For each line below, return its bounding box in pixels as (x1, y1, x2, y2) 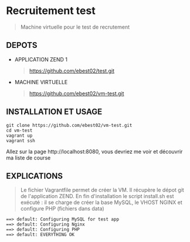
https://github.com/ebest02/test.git (29, 67, 114, 74)
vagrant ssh (6, 137, 35, 144)
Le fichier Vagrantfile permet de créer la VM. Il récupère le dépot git (20, 186, 185, 193)
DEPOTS (6, 40, 38, 50)
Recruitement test (6, 4, 96, 18)
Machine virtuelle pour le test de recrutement (20, 23, 130, 30)
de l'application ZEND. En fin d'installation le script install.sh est (20, 193, 174, 200)
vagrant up (6, 133, 33, 139)
